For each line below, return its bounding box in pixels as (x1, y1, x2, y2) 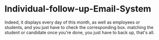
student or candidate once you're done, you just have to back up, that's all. (4, 29, 155, 35)
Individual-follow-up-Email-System (4, 3, 151, 14)
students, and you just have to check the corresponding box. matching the (4, 24, 154, 30)
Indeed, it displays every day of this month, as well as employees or (4, 19, 141, 25)
